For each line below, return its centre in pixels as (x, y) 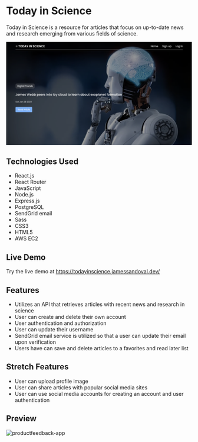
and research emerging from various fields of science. (72, 33)
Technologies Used (42, 161)
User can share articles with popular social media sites (81, 387)
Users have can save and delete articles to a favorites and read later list (101, 348)
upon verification (35, 342)
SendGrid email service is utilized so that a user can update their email (100, 335)
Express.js (27, 201)
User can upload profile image (51, 381)
